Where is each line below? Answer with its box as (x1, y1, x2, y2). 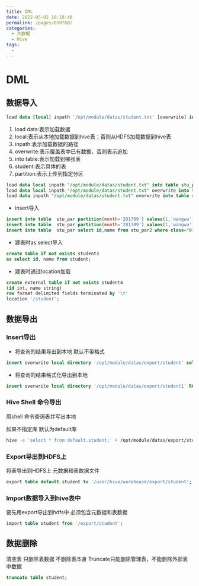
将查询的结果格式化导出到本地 (14, 371, 88, 378)
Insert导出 (6, 333, 36, 341)
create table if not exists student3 (6, 251, 99, 256)
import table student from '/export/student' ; (6, 521, 123, 527)
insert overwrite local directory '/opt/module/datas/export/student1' (6, 383, 187, 389)
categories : (6, 25, 36, 31)
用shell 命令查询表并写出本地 (6, 413, 76, 420)
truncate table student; (6, 574, 68, 581)
